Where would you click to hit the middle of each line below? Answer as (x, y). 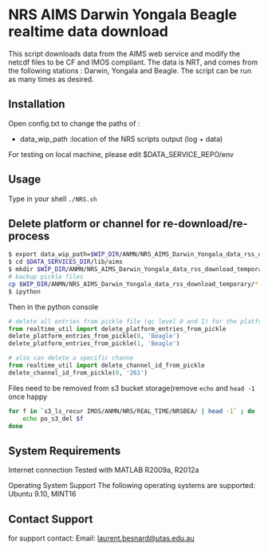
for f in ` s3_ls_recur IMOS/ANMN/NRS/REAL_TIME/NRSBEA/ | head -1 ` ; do (132, 411)
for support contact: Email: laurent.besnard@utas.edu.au (102, 538)
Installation (37, 104)
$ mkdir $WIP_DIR (37, 270)
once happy (28, 396)
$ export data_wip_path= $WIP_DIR (64, 254)
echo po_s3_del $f (53, 419)
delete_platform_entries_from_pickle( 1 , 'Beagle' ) (94, 344)
